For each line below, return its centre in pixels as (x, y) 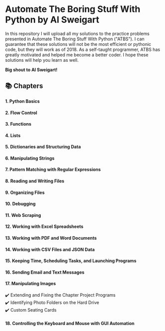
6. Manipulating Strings (30, 158)
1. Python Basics (22, 101)
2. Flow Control (21, 113)
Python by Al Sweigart (52, 20)
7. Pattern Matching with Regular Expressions (53, 169)
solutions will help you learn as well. (42, 60)
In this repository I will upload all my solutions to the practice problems (78, 33)
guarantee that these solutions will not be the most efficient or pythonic (78, 44)
